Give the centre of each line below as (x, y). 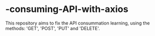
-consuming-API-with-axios (67, 9)
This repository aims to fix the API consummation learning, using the (77, 23)
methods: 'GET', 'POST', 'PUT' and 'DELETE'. (53, 28)
